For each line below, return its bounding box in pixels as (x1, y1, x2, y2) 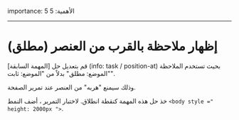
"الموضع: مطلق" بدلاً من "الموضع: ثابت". (7, 69, 115, 77)
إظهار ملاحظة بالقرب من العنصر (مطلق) (7, 38, 218, 55)
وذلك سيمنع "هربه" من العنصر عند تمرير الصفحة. (7, 82, 137, 92)
